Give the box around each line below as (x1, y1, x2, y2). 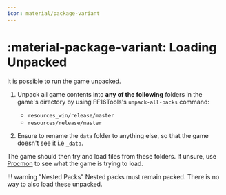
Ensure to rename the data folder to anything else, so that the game (17, 131, 209, 139)
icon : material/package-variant (7, 10, 100, 17)
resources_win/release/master (27, 112, 115, 119)
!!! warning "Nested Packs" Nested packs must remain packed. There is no (7, 172, 220, 181)
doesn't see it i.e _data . (17, 139, 84, 147)
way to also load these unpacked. (7, 180, 103, 188)
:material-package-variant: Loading (7, 39, 217, 55)
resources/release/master (27, 119, 102, 126)
